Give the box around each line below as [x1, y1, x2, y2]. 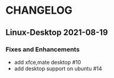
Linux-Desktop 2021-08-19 [5, 27, 108, 38]
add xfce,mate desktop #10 [14, 58, 81, 65]
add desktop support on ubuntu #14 [14, 65, 102, 72]
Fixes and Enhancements [5, 45, 80, 54]
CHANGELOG [5, 4, 72, 17]
